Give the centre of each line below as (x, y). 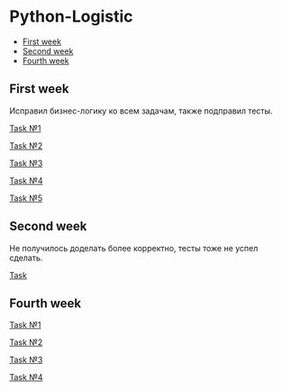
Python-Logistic (71, 17)
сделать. (26, 258)
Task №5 (26, 198)
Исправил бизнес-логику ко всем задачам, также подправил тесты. (141, 111)
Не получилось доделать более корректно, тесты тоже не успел (134, 248)
